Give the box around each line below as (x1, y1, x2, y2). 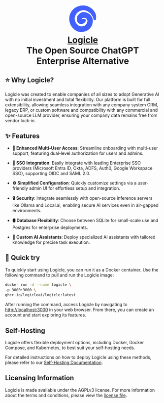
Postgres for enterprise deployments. (12, 224, 89, 230)
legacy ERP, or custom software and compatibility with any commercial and (5, 107, 158, 113)
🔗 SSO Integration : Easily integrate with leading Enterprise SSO (12, 160, 141, 166)
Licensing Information (5, 374, 74, 382)
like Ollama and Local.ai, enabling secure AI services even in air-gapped (12, 202, 159, 208)
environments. (12, 207, 42, 213)
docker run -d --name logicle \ (5, 282, 71, 287)
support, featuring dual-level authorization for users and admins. (12, 150, 144, 156)
